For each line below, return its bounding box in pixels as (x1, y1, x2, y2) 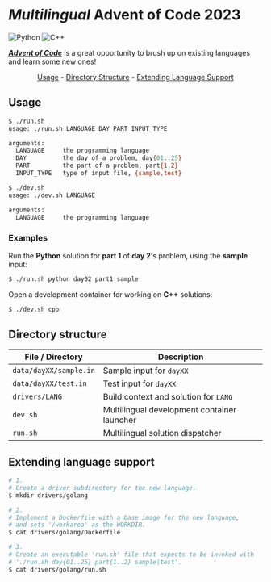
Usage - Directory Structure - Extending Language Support (37, 72, 234, 82)
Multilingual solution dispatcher (102, 428, 222, 439)
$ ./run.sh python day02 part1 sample (8, 274, 139, 283)
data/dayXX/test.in (12, 379, 87, 388)
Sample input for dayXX (102, 365, 189, 376)
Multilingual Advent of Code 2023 (8, 6, 241, 24)
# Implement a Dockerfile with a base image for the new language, (8, 513, 240, 521)
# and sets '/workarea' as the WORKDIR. (8, 521, 147, 530)
